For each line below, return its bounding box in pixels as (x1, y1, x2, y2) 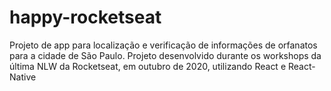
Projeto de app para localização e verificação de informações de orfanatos (9, 39, 318, 51)
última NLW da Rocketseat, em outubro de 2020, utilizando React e (9, 60, 287, 72)
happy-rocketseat (9, 6, 162, 29)
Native (9, 71, 37, 83)
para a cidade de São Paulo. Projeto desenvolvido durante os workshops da (9, 49, 322, 61)
